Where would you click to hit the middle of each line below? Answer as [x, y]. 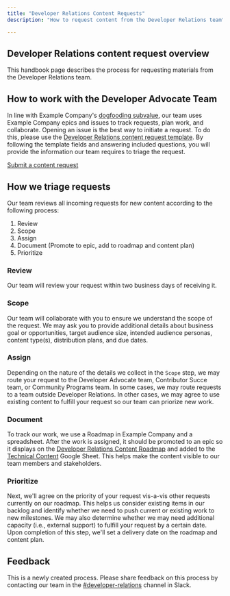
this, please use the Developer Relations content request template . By [105, 137]
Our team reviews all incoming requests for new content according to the [110, 203]
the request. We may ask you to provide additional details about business [110, 325]
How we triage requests [59, 187]
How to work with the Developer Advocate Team [112, 99]
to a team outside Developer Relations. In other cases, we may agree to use [114, 394]
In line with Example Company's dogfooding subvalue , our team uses [105, 115]
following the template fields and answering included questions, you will [108, 145]
